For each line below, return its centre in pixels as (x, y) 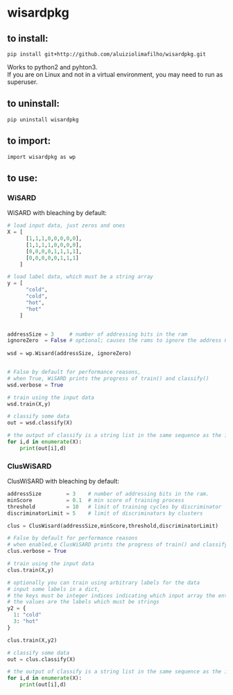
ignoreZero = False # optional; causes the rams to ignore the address (114, 341)
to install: (28, 38)
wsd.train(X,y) (29, 404)
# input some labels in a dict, (54, 589)
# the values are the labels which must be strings (83, 602)
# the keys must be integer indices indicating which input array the (111, 595)
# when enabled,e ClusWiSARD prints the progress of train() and (103, 545)
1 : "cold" (27, 615)
